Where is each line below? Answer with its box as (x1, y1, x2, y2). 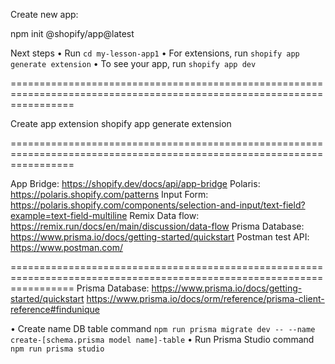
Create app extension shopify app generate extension (10, 118, 232, 129)
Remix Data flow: (129, 210, 200, 221)
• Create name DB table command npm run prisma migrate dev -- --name (10, 323, 316, 334)
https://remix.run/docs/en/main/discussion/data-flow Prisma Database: (10, 220, 305, 232)
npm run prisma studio (10, 344, 105, 354)
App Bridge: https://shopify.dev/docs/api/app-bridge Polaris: (10, 178, 261, 189)
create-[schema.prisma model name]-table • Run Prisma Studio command (10, 334, 315, 345)
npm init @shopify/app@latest (10, 28, 135, 39)
